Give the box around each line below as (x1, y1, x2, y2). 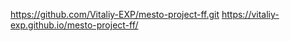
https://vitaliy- (221, 9, 280, 20)
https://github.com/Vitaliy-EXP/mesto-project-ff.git (10, 9, 220, 20)
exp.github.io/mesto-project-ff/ (10, 19, 139, 31)
